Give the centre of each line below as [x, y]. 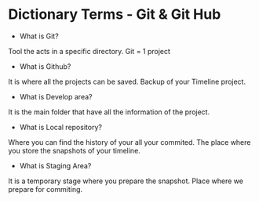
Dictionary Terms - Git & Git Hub [115, 14]
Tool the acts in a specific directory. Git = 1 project [89, 51]
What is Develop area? [56, 96]
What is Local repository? [60, 127]
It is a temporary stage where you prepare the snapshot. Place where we [126, 181]
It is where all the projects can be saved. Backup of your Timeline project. [127, 81]
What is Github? [45, 66]
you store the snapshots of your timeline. [75, 150]
